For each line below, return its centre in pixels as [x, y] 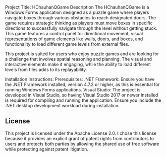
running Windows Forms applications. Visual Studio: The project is [73, 90]
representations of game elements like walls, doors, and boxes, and [74, 39]
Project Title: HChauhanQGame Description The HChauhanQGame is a [77, 7]
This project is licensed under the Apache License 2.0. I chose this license [81, 133]
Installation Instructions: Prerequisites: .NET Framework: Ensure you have [80, 79]
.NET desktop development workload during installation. [62, 106]
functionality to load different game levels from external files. [67, 44]
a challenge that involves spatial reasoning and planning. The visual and [79, 59]
